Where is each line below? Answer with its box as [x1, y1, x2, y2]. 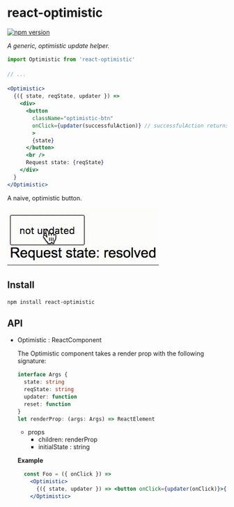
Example [17, 456, 44, 465]
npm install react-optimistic [7, 298, 95, 305]
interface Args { [17, 372, 68, 379]
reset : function [24, 400, 71, 408]
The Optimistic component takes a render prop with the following [17, 349, 204, 358]
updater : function [24, 393, 77, 400]
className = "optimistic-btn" [32, 115, 114, 122]
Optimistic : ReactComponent [17, 336, 102, 344]
